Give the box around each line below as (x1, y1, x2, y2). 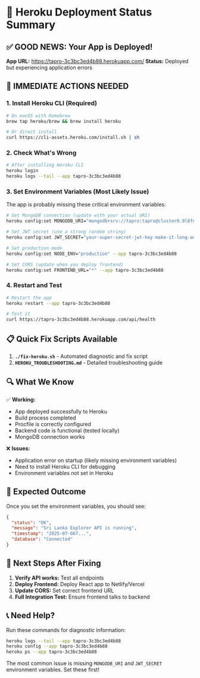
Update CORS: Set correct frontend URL (14, 587, 114, 594)
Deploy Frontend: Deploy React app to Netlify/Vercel (14, 580, 145, 587)
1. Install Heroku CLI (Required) (6, 99, 97, 107)
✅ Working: (6, 396, 36, 403)
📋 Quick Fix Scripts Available (6, 334, 118, 344)
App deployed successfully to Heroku (14, 408, 108, 415)
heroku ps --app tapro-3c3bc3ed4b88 (6, 649, 97, 655)
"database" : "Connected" (11, 537, 73, 543)
